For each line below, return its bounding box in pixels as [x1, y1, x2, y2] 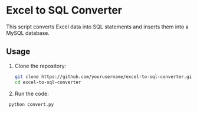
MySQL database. [6, 29, 50, 36]
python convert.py [8, 101, 54, 107]
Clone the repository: [14, 62, 67, 69]
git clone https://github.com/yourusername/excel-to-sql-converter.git [14, 73, 195, 80]
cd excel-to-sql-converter [14, 79, 81, 85]
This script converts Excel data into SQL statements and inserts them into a [6, 23, 189, 30]
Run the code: [14, 90, 49, 97]
